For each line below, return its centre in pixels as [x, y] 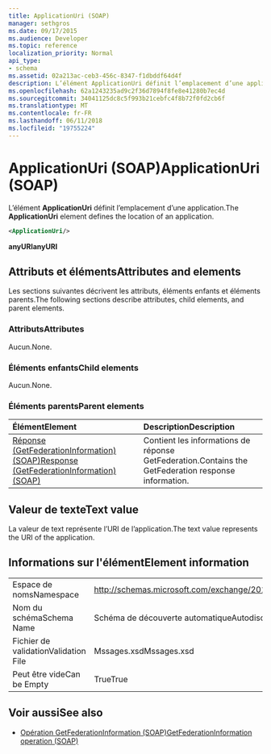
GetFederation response [189, 471]
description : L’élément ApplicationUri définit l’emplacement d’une [126, 83]
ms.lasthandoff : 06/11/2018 [56, 121]
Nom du [27, 607]
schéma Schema [43, 618]
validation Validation [49, 651]
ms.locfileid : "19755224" [52, 128]
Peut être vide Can [46, 674]
